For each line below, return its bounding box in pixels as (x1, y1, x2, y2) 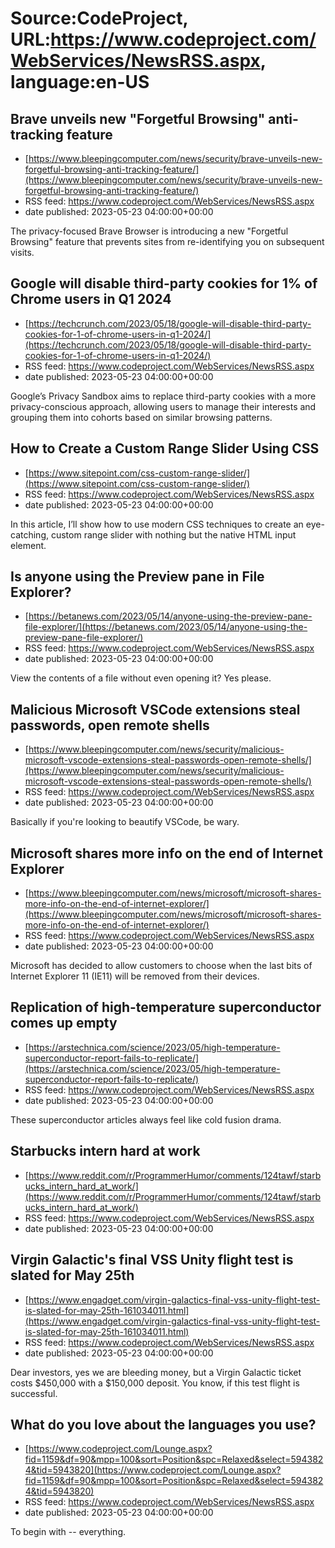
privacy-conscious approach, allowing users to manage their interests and (10, 400, 317, 412)
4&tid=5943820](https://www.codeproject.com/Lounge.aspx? (24, 1464, 282, 1476)
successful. (10, 1387, 58, 1399)
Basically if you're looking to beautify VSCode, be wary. (10, 816, 240, 828)
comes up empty (10, 1015, 118, 1032)
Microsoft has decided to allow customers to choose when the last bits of (10, 960, 313, 972)
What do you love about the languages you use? (10, 1416, 317, 1433)
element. (10, 539, 47, 551)
